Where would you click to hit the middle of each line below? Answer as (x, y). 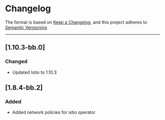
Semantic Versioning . (27, 27)
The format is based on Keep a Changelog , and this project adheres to (76, 22)
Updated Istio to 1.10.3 (34, 72)
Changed (16, 61)
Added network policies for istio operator (54, 112)
